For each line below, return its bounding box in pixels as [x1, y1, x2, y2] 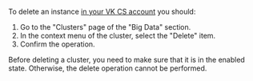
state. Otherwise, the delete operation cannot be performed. [8, 63, 207, 73]
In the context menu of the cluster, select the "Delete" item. [19, 31, 216, 40]
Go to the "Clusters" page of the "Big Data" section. [19, 22, 191, 31]
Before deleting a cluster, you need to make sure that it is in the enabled [8, 55, 246, 64]
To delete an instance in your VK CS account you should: [8, 7, 196, 16]
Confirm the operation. [19, 39, 95, 49]
